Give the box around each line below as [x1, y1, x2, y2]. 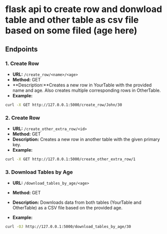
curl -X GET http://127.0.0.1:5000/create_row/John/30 [5, 102, 122, 107]
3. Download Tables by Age [5, 168, 73, 175]
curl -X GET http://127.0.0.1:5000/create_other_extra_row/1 [5, 157, 136, 162]
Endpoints [5, 45, 38, 53]
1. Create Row [5, 60, 39, 67]
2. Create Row [5, 114, 40, 121]
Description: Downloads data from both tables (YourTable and [12, 199, 141, 205]
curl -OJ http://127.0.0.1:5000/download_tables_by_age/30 [5, 224, 131, 229]
